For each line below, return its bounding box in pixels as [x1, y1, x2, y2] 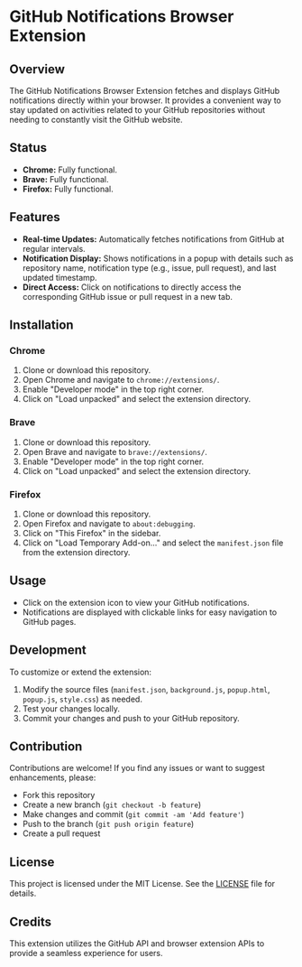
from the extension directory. [22, 546, 131, 557]
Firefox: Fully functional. [22, 183, 114, 194]
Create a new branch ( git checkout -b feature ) [22, 799, 202, 810]
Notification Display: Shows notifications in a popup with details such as [22, 253, 295, 264]
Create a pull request [22, 828, 101, 839]
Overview [9, 61, 66, 77]
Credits [9, 914, 52, 929]
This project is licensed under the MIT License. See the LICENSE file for [9, 879, 276, 889]
